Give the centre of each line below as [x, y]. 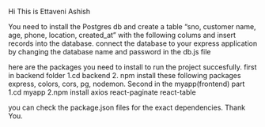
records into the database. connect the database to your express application [133, 43]
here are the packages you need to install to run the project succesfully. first [132, 67]
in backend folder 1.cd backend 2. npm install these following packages [125, 75]
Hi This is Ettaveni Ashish [49, 11]
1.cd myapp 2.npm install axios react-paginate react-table [102, 92]
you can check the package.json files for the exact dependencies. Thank [127, 107]
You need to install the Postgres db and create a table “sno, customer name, [132, 26]
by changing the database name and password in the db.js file [110, 52]
